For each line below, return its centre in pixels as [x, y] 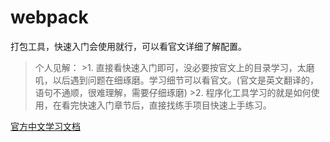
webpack [49, 17]
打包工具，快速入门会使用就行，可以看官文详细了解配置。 [128, 46]
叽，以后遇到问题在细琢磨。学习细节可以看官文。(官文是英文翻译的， [176, 80]
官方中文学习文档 [45, 126]
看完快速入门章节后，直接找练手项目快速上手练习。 [166, 105]
